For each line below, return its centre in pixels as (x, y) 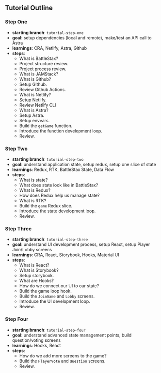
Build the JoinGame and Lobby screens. (57, 296)
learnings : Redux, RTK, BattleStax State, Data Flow (63, 169)
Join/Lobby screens (32, 250)
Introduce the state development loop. (57, 211)
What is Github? (35, 79)
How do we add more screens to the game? (63, 355)
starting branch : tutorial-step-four (49, 330)
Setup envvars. (34, 120)
